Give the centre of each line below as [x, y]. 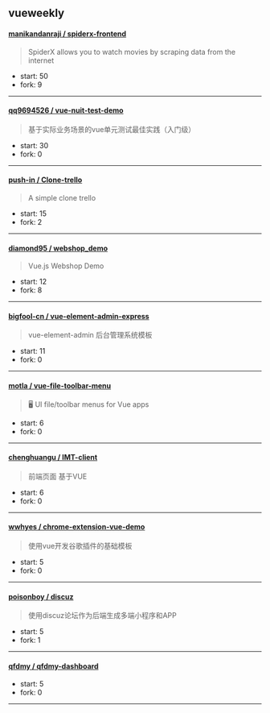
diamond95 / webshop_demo [58, 248]
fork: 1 [30, 640]
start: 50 [34, 76]
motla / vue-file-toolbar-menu [60, 386]
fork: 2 [31, 222]
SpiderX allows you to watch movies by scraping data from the [131, 52]
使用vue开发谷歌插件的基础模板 [80, 546]
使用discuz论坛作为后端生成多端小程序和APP [102, 616]
